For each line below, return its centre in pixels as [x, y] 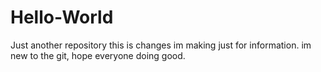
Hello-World [62, 17]
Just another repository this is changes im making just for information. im [161, 45]
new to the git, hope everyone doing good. [98, 55]
